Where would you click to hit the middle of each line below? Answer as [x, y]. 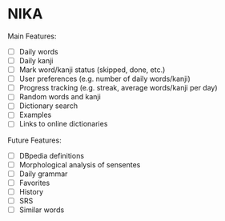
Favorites [34, 183]
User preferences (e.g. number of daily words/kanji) [105, 79]
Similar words [42, 210]
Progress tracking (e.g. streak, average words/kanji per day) [118, 88]
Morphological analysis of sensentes [80, 164]
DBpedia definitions [52, 155]
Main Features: [32, 36]
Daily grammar [43, 174]
